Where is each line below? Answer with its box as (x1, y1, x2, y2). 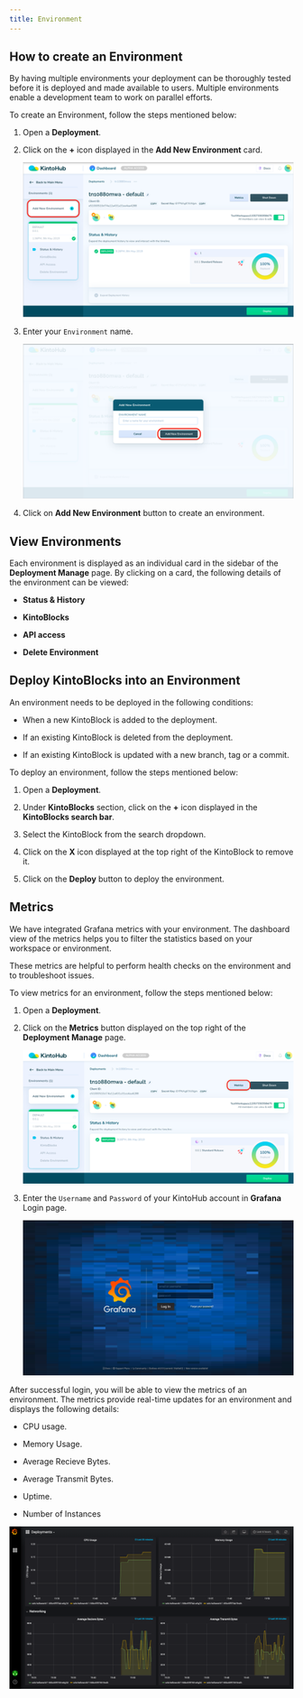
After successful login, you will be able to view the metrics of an (9, 1384, 248, 1395)
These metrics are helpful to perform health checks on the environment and (9, 960, 291, 971)
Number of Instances (22, 1508, 102, 1519)
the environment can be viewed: (9, 577, 129, 587)
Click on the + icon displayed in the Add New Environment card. (22, 144, 263, 155)
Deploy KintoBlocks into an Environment (9, 673, 241, 688)
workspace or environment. (9, 943, 112, 954)
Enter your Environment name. (22, 326, 133, 337)
